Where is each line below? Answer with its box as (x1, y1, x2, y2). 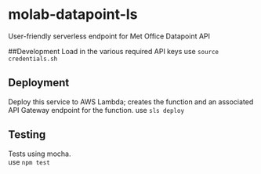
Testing (8, 128, 46, 142)
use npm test (8, 157, 51, 166)
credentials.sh (8, 55, 58, 63)
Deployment (8, 76, 70, 89)
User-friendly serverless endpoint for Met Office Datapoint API (8, 31, 210, 41)
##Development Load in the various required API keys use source (8, 46, 219, 56)
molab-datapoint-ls (8, 5, 138, 24)
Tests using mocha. (8, 149, 71, 158)
